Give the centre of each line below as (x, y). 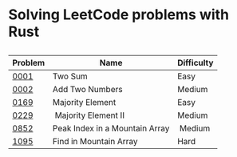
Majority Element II (90, 115)
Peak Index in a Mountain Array (111, 128)
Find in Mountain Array (95, 141)
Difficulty (195, 62)
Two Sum (70, 76)
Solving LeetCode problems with (119, 15)
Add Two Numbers (87, 89)
